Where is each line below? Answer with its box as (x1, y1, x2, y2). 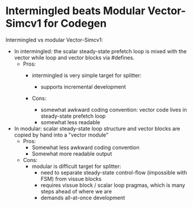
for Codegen (43, 17, 107, 30)
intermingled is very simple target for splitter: (31, 72, 142, 79)
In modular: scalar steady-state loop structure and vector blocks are (14, 125, 181, 132)
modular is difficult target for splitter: (31, 163, 122, 170)
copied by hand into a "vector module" (14, 131, 109, 138)
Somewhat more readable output (31, 150, 112, 157)
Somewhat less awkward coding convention (31, 144, 140, 151)
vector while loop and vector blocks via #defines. (14, 54, 134, 61)
